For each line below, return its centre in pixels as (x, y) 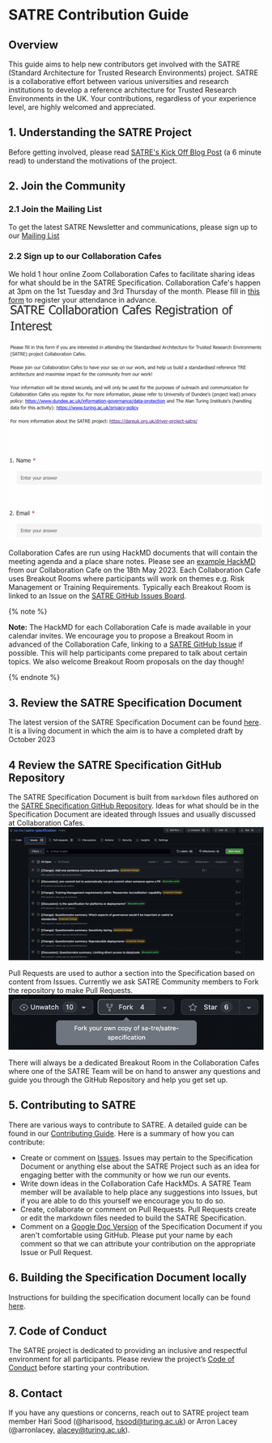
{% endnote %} (34, 677)
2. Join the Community (67, 187)
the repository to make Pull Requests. (71, 990)
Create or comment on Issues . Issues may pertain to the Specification (136, 1157)
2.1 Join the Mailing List (55, 210)
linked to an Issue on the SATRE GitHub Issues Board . (98, 596)
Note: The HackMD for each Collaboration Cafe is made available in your (130, 627)
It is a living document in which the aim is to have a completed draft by (126, 731)
